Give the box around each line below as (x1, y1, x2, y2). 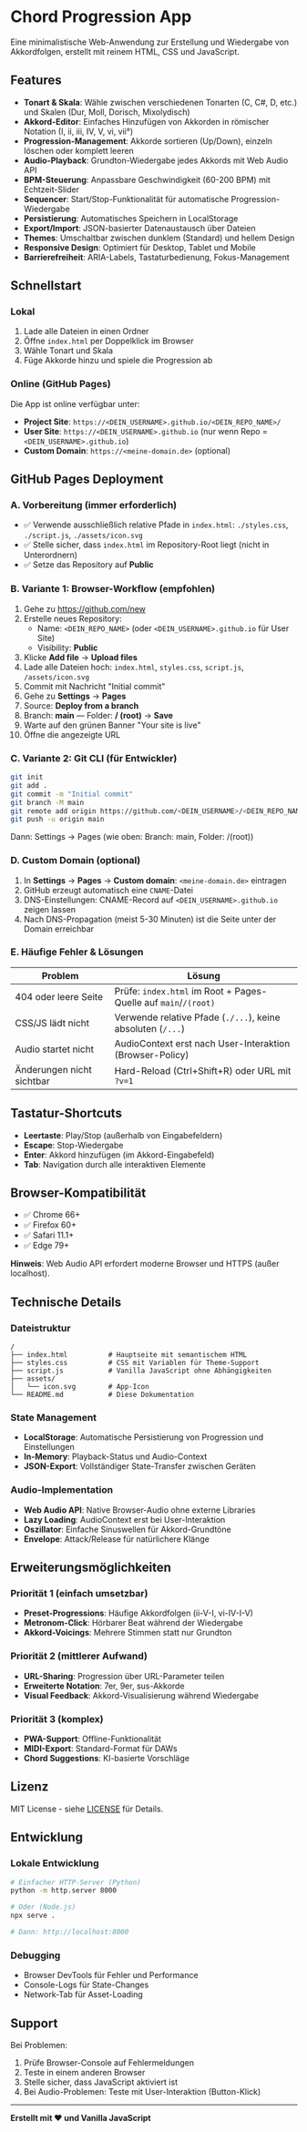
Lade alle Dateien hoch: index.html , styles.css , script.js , (23, 661, 244, 672)
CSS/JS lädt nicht (15, 1016, 90, 1029)
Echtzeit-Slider (23, 184, 80, 195)
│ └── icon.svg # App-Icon (10, 1382, 149, 1392)
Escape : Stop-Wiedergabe (23, 1139, 124, 1150)
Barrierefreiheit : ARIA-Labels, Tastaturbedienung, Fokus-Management (23, 251, 290, 262)
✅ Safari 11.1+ (23, 1229, 75, 1240)
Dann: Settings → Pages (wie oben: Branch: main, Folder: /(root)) (10, 831, 254, 842)
